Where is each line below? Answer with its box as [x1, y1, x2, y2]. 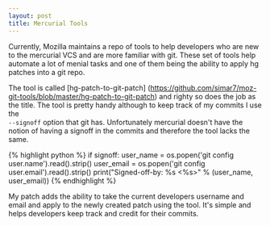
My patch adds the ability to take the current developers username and [8, 191, 244, 201]
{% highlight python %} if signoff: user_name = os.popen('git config [8, 150, 235, 160]
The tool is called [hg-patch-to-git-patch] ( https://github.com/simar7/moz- [8, 82, 257, 93]
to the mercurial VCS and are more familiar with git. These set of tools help [8, 50, 256, 60]
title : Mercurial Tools [8, 19, 89, 27]
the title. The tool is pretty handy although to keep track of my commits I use [8, 100, 262, 110]
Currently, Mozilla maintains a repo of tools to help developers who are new [8, 41, 260, 51]
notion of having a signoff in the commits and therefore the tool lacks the [8, 126, 250, 136]
